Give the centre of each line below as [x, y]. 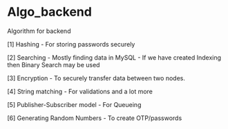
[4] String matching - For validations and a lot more [80, 91]
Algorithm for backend [39, 31]
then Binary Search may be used [54, 64]
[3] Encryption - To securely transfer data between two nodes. [96, 78]
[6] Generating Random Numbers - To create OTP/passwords [95, 118]
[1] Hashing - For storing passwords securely [71, 44]
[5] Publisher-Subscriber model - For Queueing [74, 104]
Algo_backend [49, 12]
